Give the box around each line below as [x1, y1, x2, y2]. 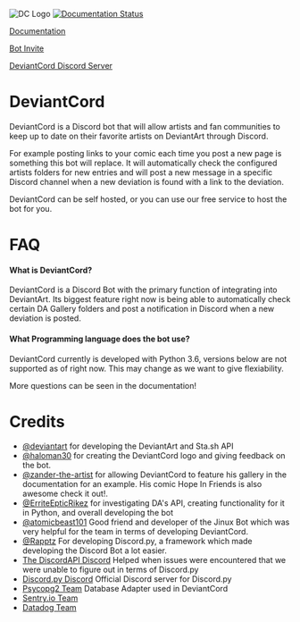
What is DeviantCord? [9, 265, 93, 275]
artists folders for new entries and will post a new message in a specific [9, 166, 273, 178]
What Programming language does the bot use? [9, 333, 190, 344]
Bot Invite [9, 43, 45, 54]
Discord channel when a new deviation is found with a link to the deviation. [9, 176, 284, 187]
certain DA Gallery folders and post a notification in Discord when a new [9, 304, 275, 315]
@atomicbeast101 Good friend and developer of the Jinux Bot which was [21, 517, 290, 527]
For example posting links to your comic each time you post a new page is [9, 147, 282, 158]
